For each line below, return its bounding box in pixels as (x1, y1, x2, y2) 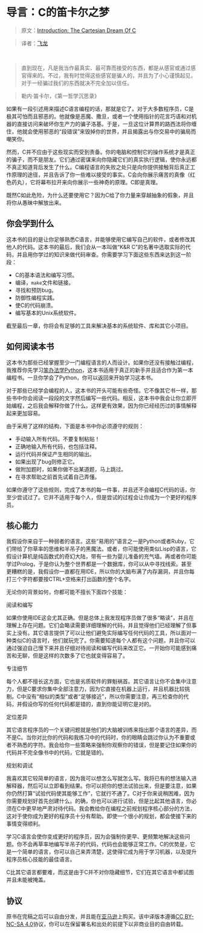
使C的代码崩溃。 (14, 301, 57, 309)
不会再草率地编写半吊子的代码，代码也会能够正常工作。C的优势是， (22, 840, 190, 848)
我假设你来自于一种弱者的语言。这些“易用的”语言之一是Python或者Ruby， (6, 537, 190, 545)
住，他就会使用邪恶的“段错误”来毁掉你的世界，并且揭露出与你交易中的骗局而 (6, 128, 196, 135)
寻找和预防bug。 (14, 286, 57, 294)
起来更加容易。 (6, 410, 43, 417)
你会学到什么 (6, 219, 54, 229)
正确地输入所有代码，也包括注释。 (14, 443, 100, 450)
